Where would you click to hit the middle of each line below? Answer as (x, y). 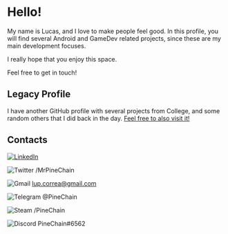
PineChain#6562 (61, 223)
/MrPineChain (55, 170)
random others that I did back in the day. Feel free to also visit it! (98, 118)
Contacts (28, 140)
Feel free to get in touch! (42, 72)
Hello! (25, 12)
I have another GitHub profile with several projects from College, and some (114, 110)
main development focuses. (47, 46)
